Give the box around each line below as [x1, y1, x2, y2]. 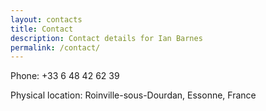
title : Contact [10, 24, 74, 34]
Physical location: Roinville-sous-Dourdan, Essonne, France [10, 89, 257, 101]
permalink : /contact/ [10, 42, 101, 53]
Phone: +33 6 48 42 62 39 [10, 70, 120, 82]
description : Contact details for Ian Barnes [10, 33, 203, 43]
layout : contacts [10, 14, 83, 25]
